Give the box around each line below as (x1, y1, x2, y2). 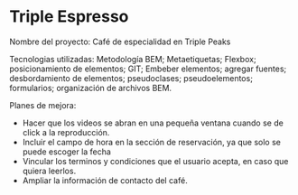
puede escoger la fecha (22, 146, 111, 157)
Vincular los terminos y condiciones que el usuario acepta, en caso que (22, 155, 289, 166)
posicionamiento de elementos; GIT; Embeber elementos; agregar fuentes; (9, 63, 287, 74)
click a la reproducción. (22, 126, 110, 137)
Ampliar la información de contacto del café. (22, 174, 188, 186)
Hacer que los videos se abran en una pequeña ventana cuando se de (22, 117, 284, 128)
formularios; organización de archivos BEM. (9, 82, 172, 93)
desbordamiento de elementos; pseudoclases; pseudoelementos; (9, 72, 253, 83)
